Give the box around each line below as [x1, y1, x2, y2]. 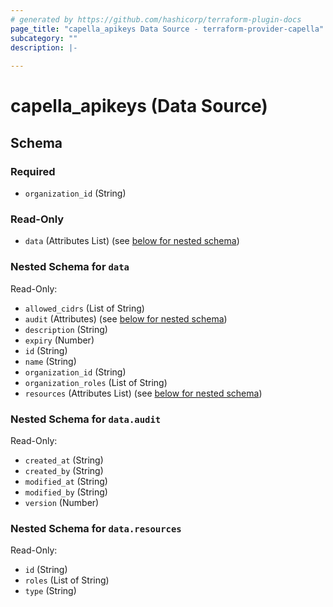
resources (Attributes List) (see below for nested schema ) [24, 387, 263, 399]
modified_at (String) [24, 475, 108, 487]
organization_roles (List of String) [24, 376, 168, 388]
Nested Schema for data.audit [10, 412, 162, 426]
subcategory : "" [10, 33, 78, 43]
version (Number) [24, 496, 100, 508]
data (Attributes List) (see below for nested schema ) [24, 235, 240, 247]
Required [10, 164, 56, 178]
